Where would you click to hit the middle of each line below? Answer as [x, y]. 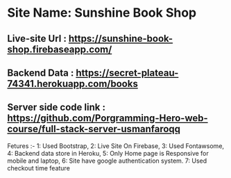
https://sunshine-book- [121, 39]
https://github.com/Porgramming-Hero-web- [108, 119]
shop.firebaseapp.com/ [60, 49]
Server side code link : [57, 107]
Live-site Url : [37, 39]
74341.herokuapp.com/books [73, 84]
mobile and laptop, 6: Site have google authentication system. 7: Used [107, 161]
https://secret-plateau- [127, 73]
